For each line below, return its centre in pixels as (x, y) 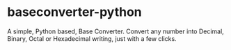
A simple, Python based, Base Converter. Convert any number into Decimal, (115, 31)
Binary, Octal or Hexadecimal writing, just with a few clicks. (92, 38)
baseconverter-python (75, 12)
